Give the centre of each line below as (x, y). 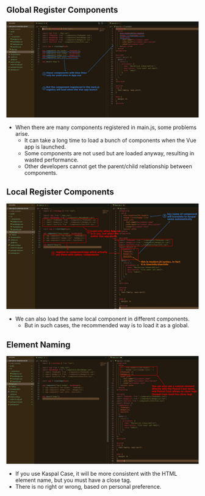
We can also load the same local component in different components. (103, 319)
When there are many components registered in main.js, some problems (106, 127)
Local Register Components (60, 192)
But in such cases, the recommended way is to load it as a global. (106, 325)
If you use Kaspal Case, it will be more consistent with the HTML (96, 473)
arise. (22, 133)
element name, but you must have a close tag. (73, 480)
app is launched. (45, 147)
